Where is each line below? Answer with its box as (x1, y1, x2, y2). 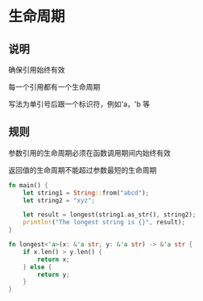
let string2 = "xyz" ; (23, 196, 95, 204)
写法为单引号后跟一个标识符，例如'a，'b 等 (8, 99, 151, 109)
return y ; (37, 270, 70, 278)
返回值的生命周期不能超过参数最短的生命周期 (8, 165, 157, 174)
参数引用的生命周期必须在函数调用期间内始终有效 (8, 148, 171, 157)
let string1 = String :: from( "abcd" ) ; (23, 189, 150, 197)
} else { (23, 263, 52, 271)
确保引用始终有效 (8, 65, 65, 74)
